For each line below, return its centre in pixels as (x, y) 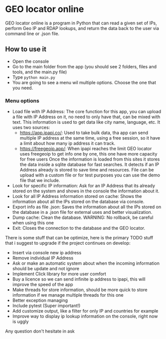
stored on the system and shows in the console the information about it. (86, 191)
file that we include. (40, 180)
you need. (23, 88)
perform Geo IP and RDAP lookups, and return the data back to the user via (82, 28)
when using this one (33, 223)
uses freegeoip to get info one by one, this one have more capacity (88, 154)
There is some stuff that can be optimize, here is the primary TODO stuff (79, 238)
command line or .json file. (32, 33)
